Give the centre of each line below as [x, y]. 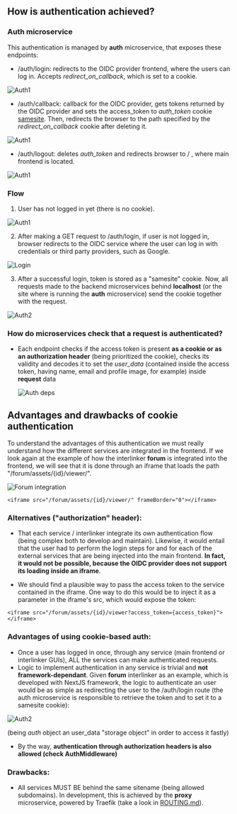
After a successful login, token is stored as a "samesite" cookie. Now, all [123, 279]
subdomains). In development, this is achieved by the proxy [105, 795]
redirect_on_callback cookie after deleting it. [82, 126]
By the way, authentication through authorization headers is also [115, 746]
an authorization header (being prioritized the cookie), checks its [113, 357]
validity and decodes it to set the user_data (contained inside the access [123, 364]
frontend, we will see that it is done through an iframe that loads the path [113, 466]
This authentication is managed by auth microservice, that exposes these [114, 47]
